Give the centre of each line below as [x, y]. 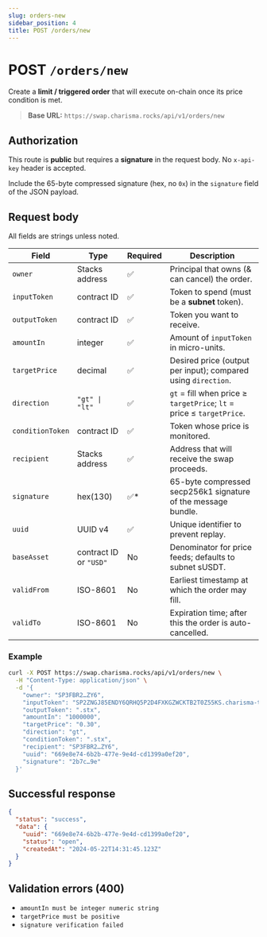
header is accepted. [54, 168]
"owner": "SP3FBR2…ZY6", [64, 695]
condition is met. [35, 100]
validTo [27, 622]
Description [212, 255]
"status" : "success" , [51, 819]
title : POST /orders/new [49, 30]
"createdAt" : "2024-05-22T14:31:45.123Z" [92, 849]
